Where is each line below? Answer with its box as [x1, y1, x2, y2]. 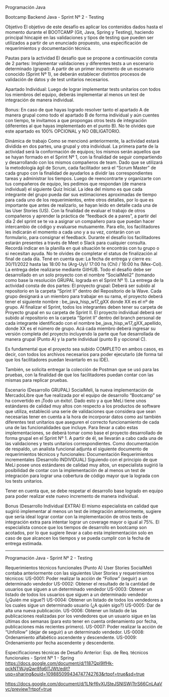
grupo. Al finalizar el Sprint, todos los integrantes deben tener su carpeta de [5, 304, 163, 310]
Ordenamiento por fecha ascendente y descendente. [5, 640, 115, 646]
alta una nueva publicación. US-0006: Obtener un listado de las [5, 608, 137, 613]
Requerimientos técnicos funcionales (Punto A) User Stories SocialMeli [5, 565, 152, 570]
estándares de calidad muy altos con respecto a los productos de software [5, 403, 160, 409]
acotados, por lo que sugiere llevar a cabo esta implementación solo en [5, 530, 153, 536]
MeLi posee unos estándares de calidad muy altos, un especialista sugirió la [5, 462, 163, 468]
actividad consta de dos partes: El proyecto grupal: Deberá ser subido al [5, 282, 155, 288]
